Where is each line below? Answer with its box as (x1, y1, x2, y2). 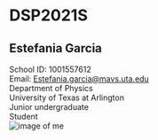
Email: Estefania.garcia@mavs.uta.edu (9, 74, 149, 84)
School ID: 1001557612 (9, 64, 91, 74)
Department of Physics (9, 83, 93, 93)
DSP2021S (9, 5, 89, 26)
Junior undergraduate (9, 102, 89, 112)
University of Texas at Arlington (9, 92, 124, 103)
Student (9, 112, 38, 121)
